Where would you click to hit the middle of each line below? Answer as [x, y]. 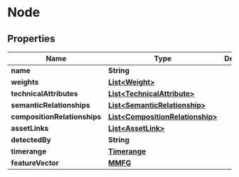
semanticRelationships [51, 105]
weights [25, 82]
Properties [31, 39]
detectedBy [31, 140]
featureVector [35, 163]
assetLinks [30, 128]
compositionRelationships [56, 117]
